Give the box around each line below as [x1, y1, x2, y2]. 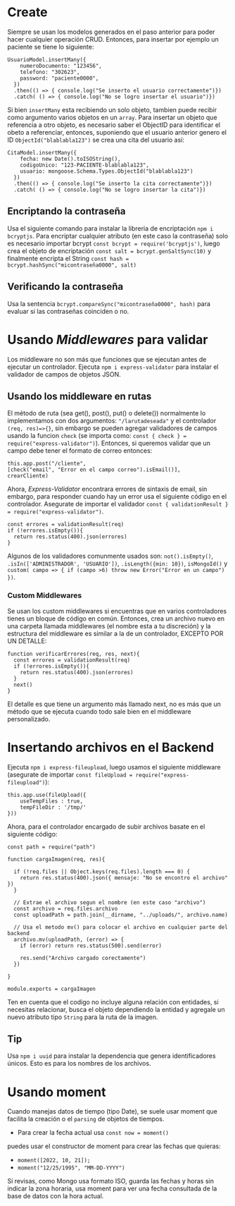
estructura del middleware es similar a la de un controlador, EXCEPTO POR [7, 629, 224, 638]
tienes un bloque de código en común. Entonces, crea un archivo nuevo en [7, 614, 225, 623]
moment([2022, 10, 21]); [17, 1157, 91, 1164]
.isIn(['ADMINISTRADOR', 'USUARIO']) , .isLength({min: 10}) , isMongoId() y [7, 559, 228, 568]
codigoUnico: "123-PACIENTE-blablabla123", [20, 162, 150, 169]
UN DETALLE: [7, 636, 47, 645]
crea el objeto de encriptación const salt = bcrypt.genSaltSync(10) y [7, 246, 212, 255]
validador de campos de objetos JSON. [7, 370, 121, 378]
